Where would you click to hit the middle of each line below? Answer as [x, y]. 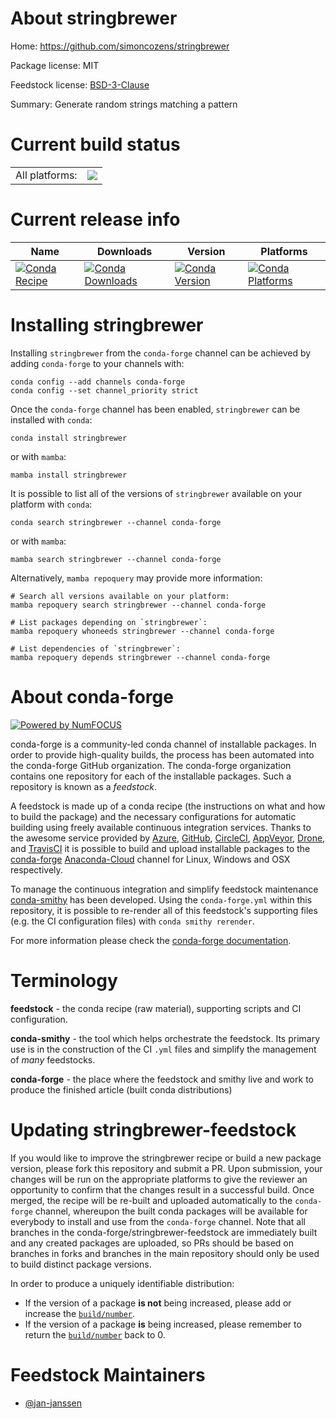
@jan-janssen [53, 1403]
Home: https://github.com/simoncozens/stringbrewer [120, 46]
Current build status [95, 144]
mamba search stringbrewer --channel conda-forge [116, 559]
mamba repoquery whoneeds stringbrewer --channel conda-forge [142, 631]
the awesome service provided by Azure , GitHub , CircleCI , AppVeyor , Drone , [168, 838]
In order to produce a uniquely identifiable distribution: [122, 1283]
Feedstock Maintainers [108, 1374]
